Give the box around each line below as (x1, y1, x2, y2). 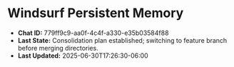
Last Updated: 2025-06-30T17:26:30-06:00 (17, 51, 148, 60)
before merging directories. (17, 43, 98, 52)
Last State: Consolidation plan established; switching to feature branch (17, 36, 228, 44)
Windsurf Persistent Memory (7, 5, 184, 21)
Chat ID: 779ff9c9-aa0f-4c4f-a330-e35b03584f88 (17, 29, 169, 37)
